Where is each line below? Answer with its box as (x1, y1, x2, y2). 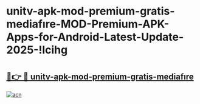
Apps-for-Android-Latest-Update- (6, 30, 184, 44)
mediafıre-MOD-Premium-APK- (6, 17, 170, 31)
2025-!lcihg (6, 43, 68, 57)
